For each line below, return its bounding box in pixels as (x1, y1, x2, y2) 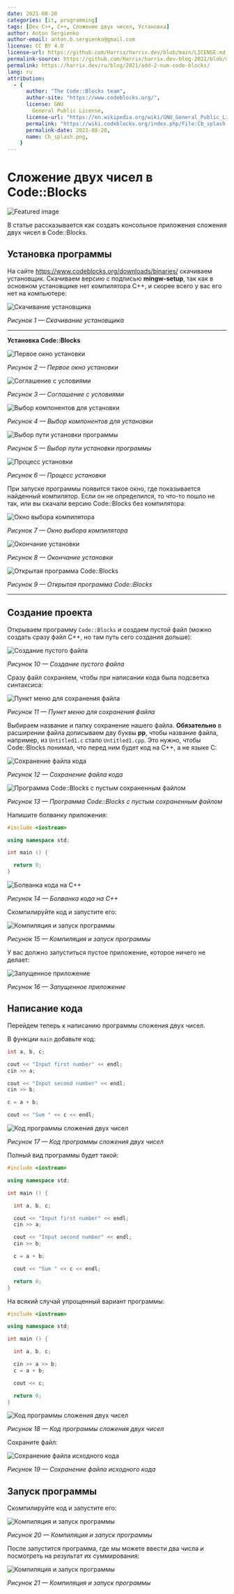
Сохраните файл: (7, 1438, 58, 1446)
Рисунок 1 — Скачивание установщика (7, 316, 124, 324)
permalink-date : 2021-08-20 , (25, 127, 111, 134)
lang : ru (7, 68, 33, 75)
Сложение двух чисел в (7, 170, 153, 185)
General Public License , (32, 107, 104, 114)
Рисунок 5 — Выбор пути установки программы (7, 443, 152, 452)
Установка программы (7, 248, 113, 260)
